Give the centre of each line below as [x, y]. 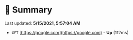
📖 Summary [28, 10]
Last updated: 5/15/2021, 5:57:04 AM [42, 23]
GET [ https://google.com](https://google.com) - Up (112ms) [70, 32]
